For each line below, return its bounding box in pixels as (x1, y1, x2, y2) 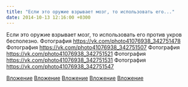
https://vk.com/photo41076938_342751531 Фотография (6, 56, 146, 64)
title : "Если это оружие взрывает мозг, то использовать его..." (6, 8, 175, 15)
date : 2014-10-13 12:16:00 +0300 (6, 14, 91, 20)
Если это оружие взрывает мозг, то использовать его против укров (6, 31, 182, 38)
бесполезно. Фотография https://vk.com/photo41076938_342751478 (6, 37, 181, 44)
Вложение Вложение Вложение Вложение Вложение (6, 74, 144, 82)
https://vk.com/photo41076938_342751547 (6, 62, 114, 70)
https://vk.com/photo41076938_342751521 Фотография (6, 50, 146, 57)
